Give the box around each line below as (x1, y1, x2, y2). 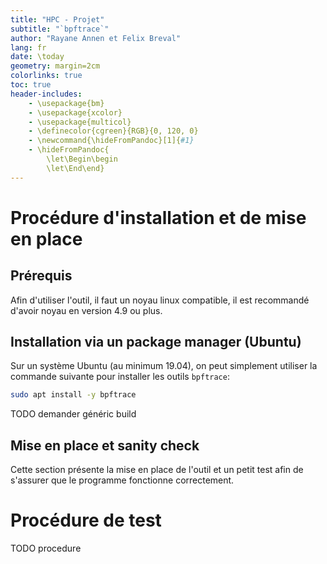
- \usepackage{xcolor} (28, 107, 123, 118)
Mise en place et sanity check (10, 437, 200, 454)
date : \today (10, 52, 65, 62)
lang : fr (10, 42, 47, 53)
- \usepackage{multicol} (28, 117, 132, 127)
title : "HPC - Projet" (10, 14, 105, 25)
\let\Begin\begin (46, 154, 118, 164)
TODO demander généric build (10, 408, 137, 420)
